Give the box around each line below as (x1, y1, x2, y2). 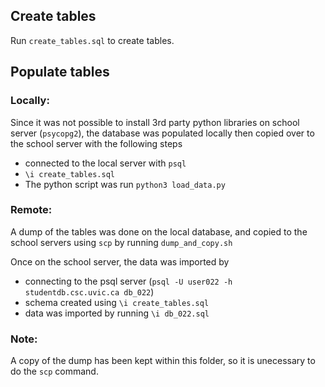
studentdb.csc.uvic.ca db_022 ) (24, 285, 155, 298)
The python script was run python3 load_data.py (24, 178, 226, 190)
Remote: (10, 203, 53, 217)
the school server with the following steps (10, 137, 183, 149)
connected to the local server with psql (24, 157, 187, 169)
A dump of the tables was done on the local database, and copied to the (10, 225, 308, 238)
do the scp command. (10, 365, 99, 378)
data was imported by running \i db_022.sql (24, 307, 210, 319)
